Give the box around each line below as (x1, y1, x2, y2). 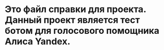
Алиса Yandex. (5, 36, 71, 47)
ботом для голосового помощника (5, 25, 160, 36)
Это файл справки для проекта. (5, 4, 146, 15)
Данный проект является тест (5, 14, 140, 26)
